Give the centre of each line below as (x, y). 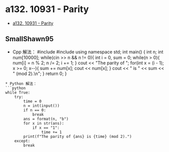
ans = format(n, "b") (46, 119)
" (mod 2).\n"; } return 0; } (40, 73)
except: (22, 141)
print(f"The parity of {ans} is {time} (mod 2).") (78, 136)
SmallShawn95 (30, 39)
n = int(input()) (41, 106)
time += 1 (51, 132)
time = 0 (33, 101)
